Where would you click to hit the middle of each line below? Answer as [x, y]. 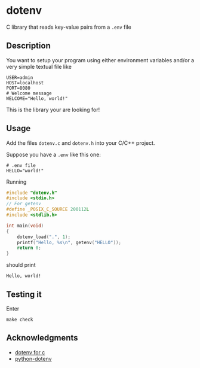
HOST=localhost [25, 83]
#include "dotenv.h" [32, 193]
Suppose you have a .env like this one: [54, 154]
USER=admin [20, 77]
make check [20, 320]
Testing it [24, 294]
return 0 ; [29, 248]
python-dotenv [33, 358]
